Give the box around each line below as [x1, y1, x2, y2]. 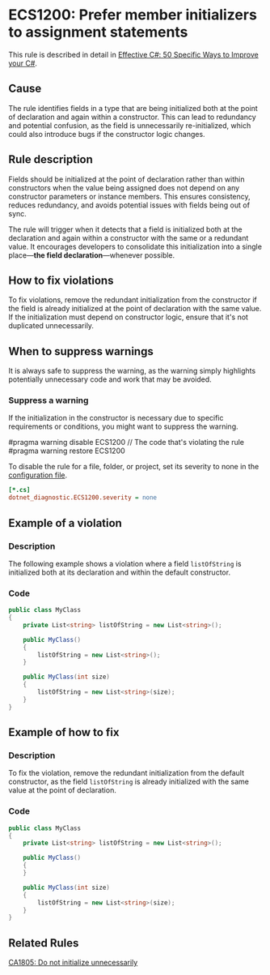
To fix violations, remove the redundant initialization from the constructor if [8, 295, 257, 305]
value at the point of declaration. [8, 785, 117, 795]
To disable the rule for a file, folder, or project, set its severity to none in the [8, 462, 259, 472]
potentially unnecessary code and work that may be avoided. [8, 374, 212, 384]
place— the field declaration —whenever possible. [8, 250, 175, 260]
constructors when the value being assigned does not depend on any [8, 182, 240, 192]
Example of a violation [8, 516, 123, 530]
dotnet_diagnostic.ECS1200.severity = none [8, 494, 158, 502]
